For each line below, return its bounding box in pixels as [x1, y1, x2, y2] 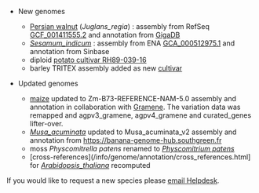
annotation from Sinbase [29, 47, 110, 56]
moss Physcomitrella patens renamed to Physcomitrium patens [29, 144, 235, 153]
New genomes [17, 7, 65, 16]
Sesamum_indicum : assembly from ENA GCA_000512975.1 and [29, 38, 235, 48]
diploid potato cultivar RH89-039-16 [29, 55, 147, 64]
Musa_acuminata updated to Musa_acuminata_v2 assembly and [29, 127, 237, 137]
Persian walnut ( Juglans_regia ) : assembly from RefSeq [29, 22, 210, 31]
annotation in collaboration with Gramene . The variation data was [29, 102, 241, 111]
